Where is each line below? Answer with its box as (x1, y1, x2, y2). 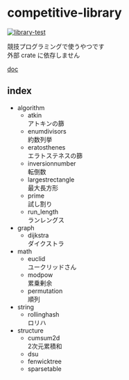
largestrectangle (27, 175, 75, 184)
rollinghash (27, 310, 60, 318)
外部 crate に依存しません (7, 51, 80, 59)
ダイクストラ (27, 239, 64, 248)
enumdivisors (27, 127, 67, 135)
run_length (27, 207, 59, 216)
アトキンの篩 (27, 119, 64, 127)
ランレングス (27, 216, 64, 224)
